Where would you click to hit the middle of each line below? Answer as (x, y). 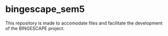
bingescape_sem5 (45, 9)
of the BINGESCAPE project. (35, 28)
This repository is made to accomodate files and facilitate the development (84, 23)
